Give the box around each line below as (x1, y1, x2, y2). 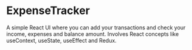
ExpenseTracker (6, 4, 90, 18)
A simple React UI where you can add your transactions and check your (6, 24, 186, 31)
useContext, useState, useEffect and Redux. (6, 37, 117, 44)
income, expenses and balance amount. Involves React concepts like (6, 30, 179, 37)
